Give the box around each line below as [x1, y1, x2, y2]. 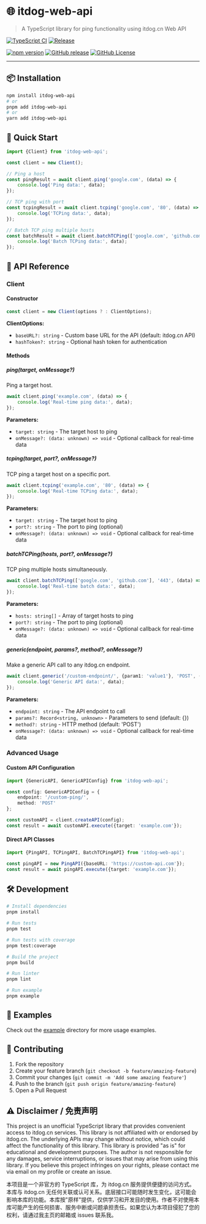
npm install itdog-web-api [6, 92, 75, 99]
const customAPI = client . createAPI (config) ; [6, 817, 124, 823]
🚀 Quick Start [6, 132, 58, 142]
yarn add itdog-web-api [6, 115, 67, 122]
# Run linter [6, 970, 40, 977]
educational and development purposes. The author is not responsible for [6, 1148, 193, 1156]
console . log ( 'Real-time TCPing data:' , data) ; [17, 488, 139, 494]
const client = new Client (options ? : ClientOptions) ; [6, 308, 152, 314]
